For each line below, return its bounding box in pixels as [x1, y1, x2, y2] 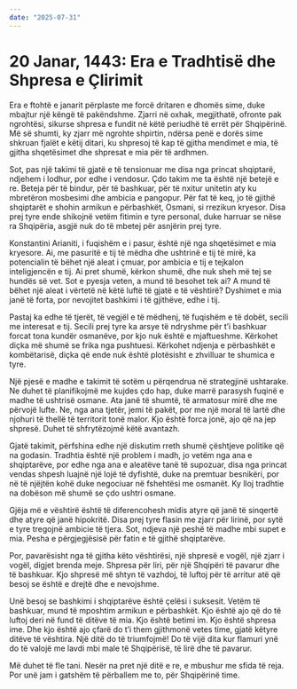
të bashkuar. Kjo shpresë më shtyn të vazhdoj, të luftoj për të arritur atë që [9, 569, 281, 580]
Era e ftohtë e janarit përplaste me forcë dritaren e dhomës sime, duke [9, 99, 266, 110]
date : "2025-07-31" [9, 12, 82, 22]
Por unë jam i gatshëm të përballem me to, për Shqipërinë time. [9, 669, 240, 680]
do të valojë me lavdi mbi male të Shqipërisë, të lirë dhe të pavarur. [9, 643, 253, 653]
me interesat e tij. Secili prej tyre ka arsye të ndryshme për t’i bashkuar [9, 321, 268, 331]
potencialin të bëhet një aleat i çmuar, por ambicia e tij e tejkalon [9, 257, 244, 267]
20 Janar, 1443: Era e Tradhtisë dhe [9, 51, 277, 71]
